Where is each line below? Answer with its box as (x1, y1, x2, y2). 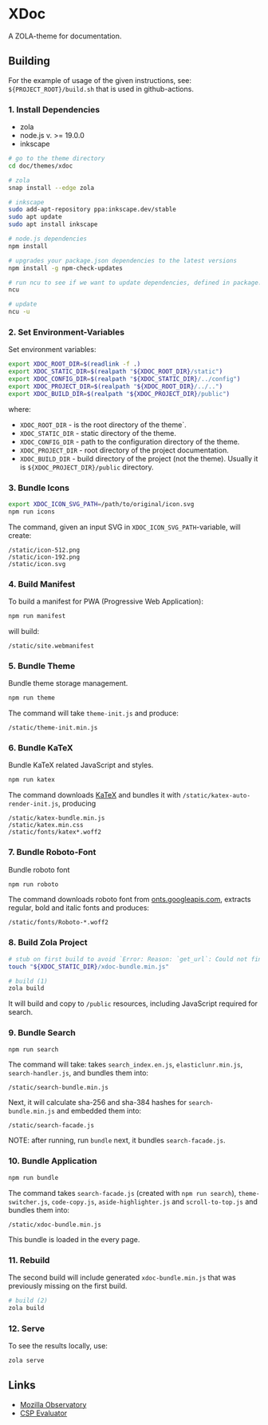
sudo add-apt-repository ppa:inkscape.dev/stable (8, 205, 177, 214)
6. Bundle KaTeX (8, 742, 73, 754)
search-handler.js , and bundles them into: (8, 1068, 149, 1078)
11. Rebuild (8, 1254, 50, 1265)
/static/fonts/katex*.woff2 (8, 828, 102, 837)
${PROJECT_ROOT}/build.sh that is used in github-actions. (8, 84, 194, 93)
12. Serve (8, 1323, 45, 1334)
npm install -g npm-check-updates (8, 264, 124, 272)
